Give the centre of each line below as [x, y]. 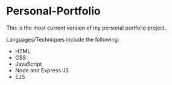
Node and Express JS [42, 70]
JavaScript [28, 64]
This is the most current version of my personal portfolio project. [87, 28]
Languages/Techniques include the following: [63, 39]
